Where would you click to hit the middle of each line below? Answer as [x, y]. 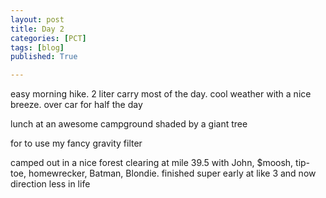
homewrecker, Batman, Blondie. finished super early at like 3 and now [172, 173]
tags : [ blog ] [37, 47]
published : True [44, 57]
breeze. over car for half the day [76, 105]
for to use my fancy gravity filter [76, 143]
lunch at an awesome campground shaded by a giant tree [129, 124]
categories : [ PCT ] [48, 38]
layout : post [37, 19]
